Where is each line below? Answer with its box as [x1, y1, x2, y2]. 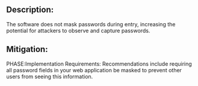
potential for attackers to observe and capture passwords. [6, 27, 150, 34]
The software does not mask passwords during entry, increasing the [6, 20, 176, 27]
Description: [6, 5, 54, 15]
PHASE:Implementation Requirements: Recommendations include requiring [6, 60, 193, 67]
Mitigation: [6, 44, 48, 54]
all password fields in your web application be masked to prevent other [6, 66, 182, 73]
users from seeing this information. [6, 73, 93, 80]
